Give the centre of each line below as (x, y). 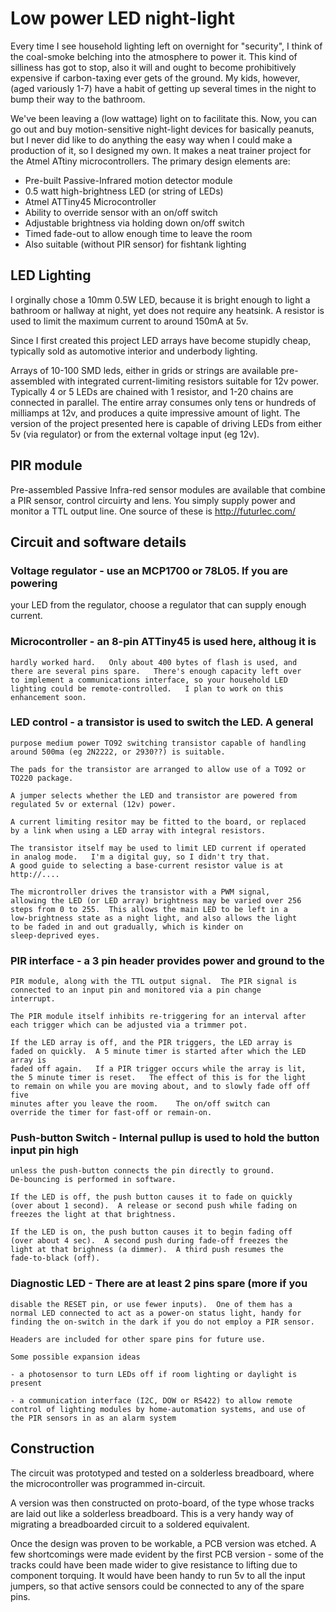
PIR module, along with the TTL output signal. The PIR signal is (154, 982)
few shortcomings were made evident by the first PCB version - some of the (167, 1554)
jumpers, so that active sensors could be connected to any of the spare (157, 1586)
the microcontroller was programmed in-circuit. (108, 1483)
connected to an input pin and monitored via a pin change (136, 990)
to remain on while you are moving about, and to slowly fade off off (160, 1087)
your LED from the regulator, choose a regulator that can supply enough (158, 605)
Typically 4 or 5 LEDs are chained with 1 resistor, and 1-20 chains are (152, 391)
